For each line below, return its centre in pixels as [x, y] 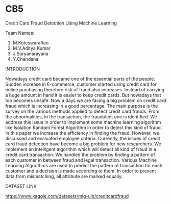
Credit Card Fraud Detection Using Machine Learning [61, 23]
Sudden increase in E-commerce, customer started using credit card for [81, 84]
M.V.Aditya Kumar [32, 48]
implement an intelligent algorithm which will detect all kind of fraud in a [81, 149]
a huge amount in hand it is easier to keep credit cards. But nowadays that [83, 95]
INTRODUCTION [22, 69]
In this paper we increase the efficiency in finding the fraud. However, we [82, 133]
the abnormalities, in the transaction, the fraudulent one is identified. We [81, 117]
